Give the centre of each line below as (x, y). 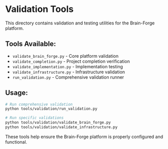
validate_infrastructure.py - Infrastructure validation (69, 72)
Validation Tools (39, 9)
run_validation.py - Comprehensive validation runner (68, 77)
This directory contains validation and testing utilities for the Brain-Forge (80, 23)
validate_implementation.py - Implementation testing (68, 66)
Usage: (17, 93)
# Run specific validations (35, 118)
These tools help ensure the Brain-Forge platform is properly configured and (84, 137)
